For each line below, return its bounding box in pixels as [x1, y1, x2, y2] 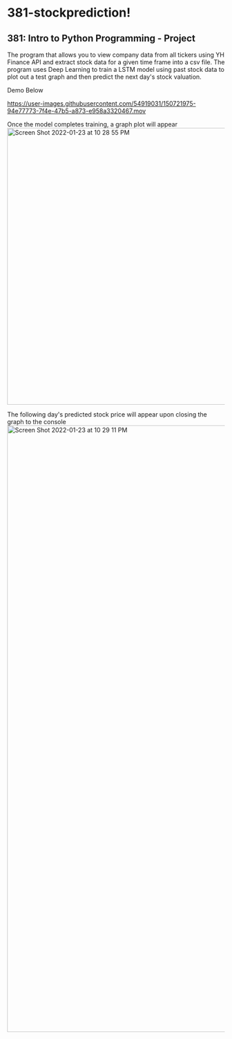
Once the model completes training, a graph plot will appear [7, 120, 178, 128]
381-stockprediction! [7, 5, 131, 21]
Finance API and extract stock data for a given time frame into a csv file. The [7, 58, 225, 66]
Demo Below [7, 86, 43, 94]
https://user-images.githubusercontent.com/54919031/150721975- [7, 99, 196, 108]
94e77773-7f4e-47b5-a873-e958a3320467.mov [7, 107, 146, 115]
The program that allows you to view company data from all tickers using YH [7, 50, 224, 59]
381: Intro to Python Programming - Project [7, 32, 195, 44]
